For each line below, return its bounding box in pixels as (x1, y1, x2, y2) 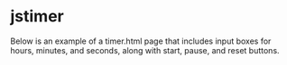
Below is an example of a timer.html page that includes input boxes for (10, 36, 272, 46)
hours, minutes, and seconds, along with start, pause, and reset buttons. (10, 45, 280, 55)
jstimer (10, 6, 64, 27)
